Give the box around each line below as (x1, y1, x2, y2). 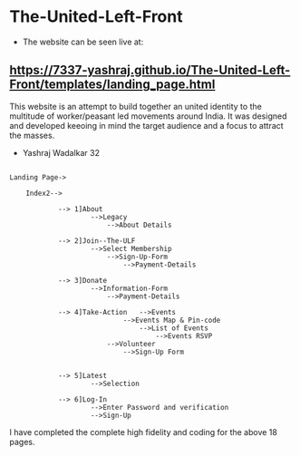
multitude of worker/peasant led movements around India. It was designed (9, 111, 287, 121)
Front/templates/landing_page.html (9, 77, 216, 92)
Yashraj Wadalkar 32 (22, 147, 101, 158)
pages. (9, 436, 35, 447)
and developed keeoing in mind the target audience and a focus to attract (9, 120, 284, 131)
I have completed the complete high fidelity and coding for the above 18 (9, 426, 278, 437)
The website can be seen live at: (22, 36, 144, 47)
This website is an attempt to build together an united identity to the (9, 101, 263, 112)
